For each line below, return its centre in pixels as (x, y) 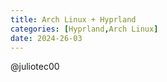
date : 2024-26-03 (46, 38)
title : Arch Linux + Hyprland (73, 19)
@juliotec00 (35, 67)
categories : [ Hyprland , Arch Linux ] (84, 29)
